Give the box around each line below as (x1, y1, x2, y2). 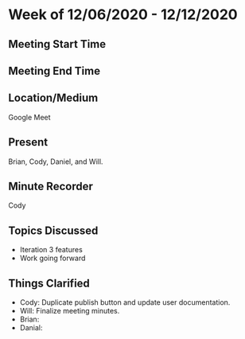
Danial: (19, 323, 43, 333)
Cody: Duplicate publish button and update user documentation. (19, 298, 231, 307)
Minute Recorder (8, 179, 93, 193)
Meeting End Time (8, 64, 101, 77)
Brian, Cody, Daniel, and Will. (8, 157, 103, 166)
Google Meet (8, 112, 51, 122)
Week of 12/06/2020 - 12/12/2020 (8, 6, 238, 24)
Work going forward (19, 253, 86, 263)
